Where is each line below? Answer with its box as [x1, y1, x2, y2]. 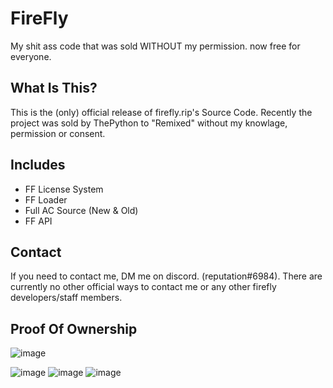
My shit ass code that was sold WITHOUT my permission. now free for [10, 40, 301, 52]
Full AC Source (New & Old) [24, 204, 139, 216]
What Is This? [10, 80, 98, 97]
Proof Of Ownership [10, 320, 138, 337]
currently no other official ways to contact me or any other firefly [10, 281, 277, 293]
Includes [10, 157, 66, 174]
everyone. [10, 50, 52, 62]
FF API [24, 215, 53, 227]
